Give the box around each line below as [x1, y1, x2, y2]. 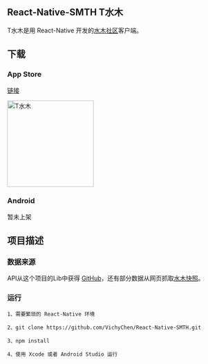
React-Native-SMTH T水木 [7, 6, 124, 19]
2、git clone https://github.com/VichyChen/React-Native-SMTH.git [7, 324, 202, 331]
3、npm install [7, 337, 50, 344]
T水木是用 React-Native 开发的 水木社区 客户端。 [7, 26, 143, 35]
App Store [7, 70, 42, 79]
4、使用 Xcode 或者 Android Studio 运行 [7, 351, 118, 358]
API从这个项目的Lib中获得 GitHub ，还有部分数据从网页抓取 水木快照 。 [7, 274, 205, 282]
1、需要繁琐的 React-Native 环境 [7, 310, 95, 318]
